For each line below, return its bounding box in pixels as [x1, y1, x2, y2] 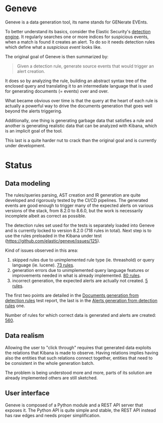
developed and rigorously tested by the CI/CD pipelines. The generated [5, 197, 148, 203]
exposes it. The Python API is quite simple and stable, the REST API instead [5, 407, 156, 413]
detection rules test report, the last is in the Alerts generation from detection [5, 297, 158, 303]
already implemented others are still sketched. [5, 375, 98, 380]
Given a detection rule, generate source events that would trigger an [17, 63, 154, 69]
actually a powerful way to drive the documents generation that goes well [5, 103, 152, 109]
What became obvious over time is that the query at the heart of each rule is [5, 97, 158, 103]
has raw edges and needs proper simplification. [5, 412, 101, 418]
